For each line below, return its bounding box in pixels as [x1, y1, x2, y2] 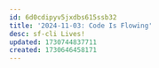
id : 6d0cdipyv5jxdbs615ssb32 [9, 12, 117, 22]
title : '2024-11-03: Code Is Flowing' [9, 21, 153, 30]
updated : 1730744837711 [9, 37, 98, 47]
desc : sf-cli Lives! [9, 29, 86, 38]
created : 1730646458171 [9, 46, 98, 55]
